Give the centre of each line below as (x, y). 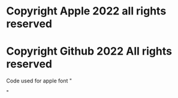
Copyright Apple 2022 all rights (86, 11)
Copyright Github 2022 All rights (89, 51)
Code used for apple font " (39, 81)
